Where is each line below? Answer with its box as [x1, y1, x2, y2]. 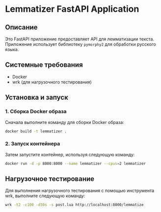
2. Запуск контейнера [5, 140, 60, 147]
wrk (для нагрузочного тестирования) [12, 79, 92, 85]
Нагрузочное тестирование [5, 175, 95, 183]
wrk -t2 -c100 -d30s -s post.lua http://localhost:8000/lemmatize [5, 203, 144, 208]
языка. [5, 47, 19, 52]
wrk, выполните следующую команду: [5, 193, 85, 199]
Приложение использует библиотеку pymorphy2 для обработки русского [5, 41, 156, 47]
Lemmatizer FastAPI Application [5, 3, 139, 15]
